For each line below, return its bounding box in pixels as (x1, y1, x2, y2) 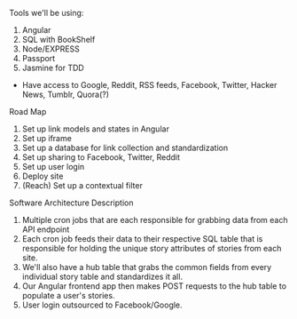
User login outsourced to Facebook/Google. (21, 299, 184, 310)
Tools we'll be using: (9, 8, 84, 18)
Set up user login (21, 162, 85, 171)
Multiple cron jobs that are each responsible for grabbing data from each (21, 215, 288, 225)
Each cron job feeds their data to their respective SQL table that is (21, 234, 263, 243)
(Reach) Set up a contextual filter (21, 180, 144, 190)
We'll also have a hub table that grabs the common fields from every (21, 262, 272, 272)
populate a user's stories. (21, 291, 115, 300)
